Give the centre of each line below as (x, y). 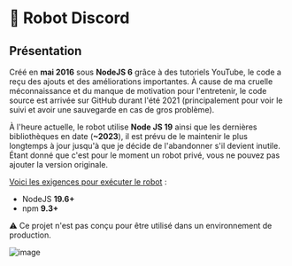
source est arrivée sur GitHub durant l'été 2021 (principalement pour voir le (146, 100)
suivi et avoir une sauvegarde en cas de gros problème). (112, 110)
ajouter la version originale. (59, 164)
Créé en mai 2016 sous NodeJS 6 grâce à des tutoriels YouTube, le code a (145, 72)
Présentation (46, 51)
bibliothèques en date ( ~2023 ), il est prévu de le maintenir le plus (128, 136)
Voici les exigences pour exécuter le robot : (88, 182)
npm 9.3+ (40, 208)
